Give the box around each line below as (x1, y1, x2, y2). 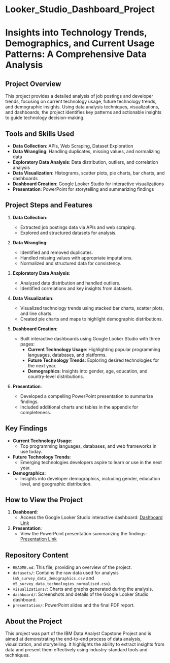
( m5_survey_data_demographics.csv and (12, 575, 94, 581)
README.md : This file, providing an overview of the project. (12, 564, 132, 570)
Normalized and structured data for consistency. (20, 260, 122, 266)
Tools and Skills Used (5, 129, 75, 138)
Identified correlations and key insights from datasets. (20, 285, 133, 291)
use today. (20, 448, 42, 454)
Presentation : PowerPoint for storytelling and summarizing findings (12, 186, 154, 192)
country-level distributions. (27, 373, 85, 380)
